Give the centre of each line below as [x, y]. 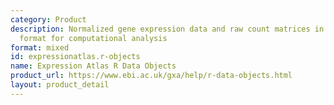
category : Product [48, 19]
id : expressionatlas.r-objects [75, 57]
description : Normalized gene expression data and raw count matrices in [167, 29]
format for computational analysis [93, 38]
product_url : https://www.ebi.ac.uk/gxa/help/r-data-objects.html [151, 76]
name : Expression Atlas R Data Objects [93, 66]
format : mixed [40, 47]
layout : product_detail [60, 85]
